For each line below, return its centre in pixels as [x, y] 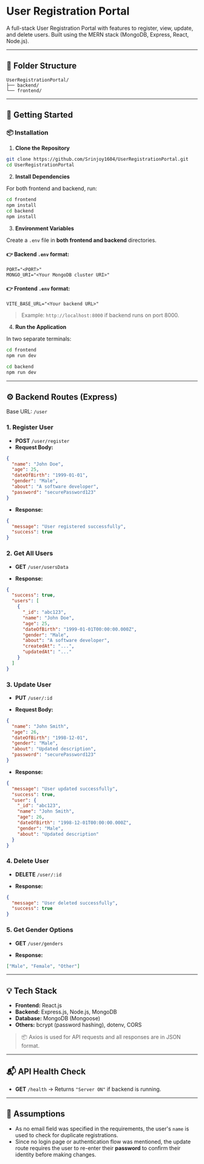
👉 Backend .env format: [38, 255]
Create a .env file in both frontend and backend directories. [81, 240]
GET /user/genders [39, 943]
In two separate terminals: [39, 339]
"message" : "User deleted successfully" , [65, 903]
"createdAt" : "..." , [48, 646]
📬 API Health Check [46, 1071]
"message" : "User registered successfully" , [69, 526]
